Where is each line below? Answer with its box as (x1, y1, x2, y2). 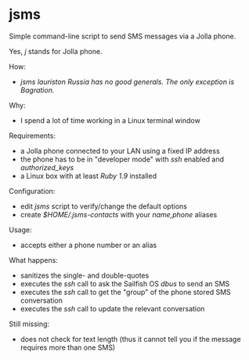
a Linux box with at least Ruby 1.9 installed (20, 171, 157, 180)
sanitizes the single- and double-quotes (20, 271, 150, 280)
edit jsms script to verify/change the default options (20, 202, 187, 211)
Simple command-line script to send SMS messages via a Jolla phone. (9, 31, 236, 41)
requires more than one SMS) (20, 343, 116, 352)
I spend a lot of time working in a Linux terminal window (20, 115, 200, 125)
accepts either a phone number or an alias (20, 240, 157, 249)
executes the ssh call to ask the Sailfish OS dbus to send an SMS (20, 278, 230, 288)
